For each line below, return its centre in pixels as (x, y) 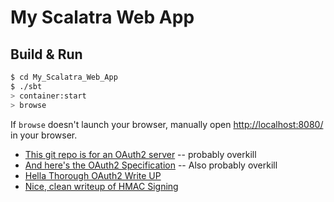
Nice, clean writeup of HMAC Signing (101, 186)
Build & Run (46, 54)
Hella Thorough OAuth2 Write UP (93, 175)
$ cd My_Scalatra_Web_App (64, 77)
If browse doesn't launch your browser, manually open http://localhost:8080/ (167, 124)
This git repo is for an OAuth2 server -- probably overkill (140, 154)
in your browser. (44, 135)
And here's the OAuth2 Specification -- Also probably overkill (151, 165)
